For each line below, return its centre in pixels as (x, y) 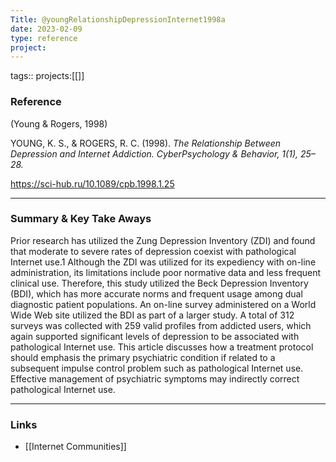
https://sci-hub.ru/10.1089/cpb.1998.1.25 (92, 183)
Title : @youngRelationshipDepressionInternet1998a (118, 19)
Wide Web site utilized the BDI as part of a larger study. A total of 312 (152, 315)
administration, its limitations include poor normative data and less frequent (166, 272)
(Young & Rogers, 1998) (59, 123)
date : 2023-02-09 (46, 29)
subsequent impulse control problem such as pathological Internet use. (157, 368)
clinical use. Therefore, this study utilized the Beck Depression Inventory (159, 283)
